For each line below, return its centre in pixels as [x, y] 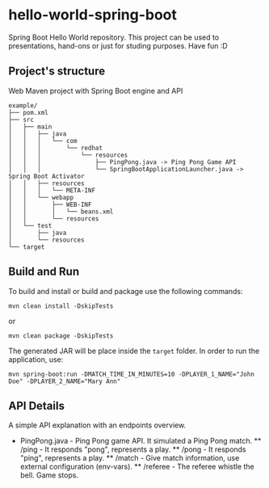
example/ [23, 105]
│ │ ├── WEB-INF [50, 204]
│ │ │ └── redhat [56, 148]
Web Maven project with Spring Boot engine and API [96, 90]
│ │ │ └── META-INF [52, 190]
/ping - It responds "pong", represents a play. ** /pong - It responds [133, 449]
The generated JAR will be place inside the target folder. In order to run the [134, 351]
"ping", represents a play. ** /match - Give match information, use [130, 458]
